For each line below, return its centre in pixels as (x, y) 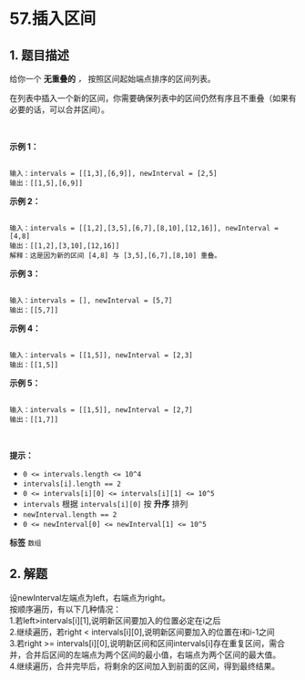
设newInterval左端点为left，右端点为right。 (90, 597)
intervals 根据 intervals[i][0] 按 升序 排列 (105, 504)
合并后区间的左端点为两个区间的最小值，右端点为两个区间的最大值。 (152, 654)
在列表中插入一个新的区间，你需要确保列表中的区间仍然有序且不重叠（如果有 (153, 98)
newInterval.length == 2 (70, 515)
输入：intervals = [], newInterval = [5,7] (91, 301)
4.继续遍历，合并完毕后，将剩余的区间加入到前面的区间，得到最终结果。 (145, 665)
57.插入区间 (53, 19)
